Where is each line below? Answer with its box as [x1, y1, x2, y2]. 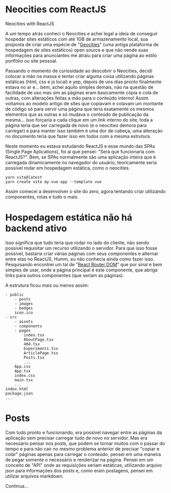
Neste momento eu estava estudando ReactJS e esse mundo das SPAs [5, 143, 155, 149]
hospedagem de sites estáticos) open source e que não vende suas [5, 47, 148, 53]
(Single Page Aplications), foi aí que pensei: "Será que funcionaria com [5, 148, 155, 154]
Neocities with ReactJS [5, 21, 55, 27]
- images [14, 301, 33, 306]
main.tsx [14, 377, 33, 383]
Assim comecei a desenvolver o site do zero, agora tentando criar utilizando [5, 188, 166, 194]
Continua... [5, 483, 29, 489]
